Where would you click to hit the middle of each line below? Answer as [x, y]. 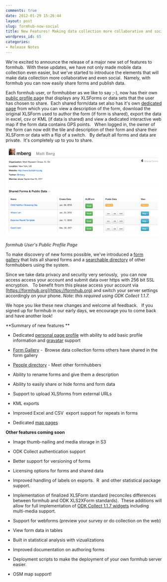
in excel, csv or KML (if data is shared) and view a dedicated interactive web [83, 119]
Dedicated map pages [35, 423]
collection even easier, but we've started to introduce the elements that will [82, 73]
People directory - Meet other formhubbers [57, 365]
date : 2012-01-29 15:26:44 [33, 16]
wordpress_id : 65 [24, 37]
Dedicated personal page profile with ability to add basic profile [78, 335]
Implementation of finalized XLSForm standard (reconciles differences [84, 495]
